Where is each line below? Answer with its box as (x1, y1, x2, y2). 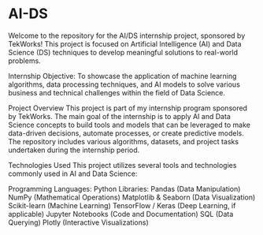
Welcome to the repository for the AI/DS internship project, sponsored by (8, 31, 246, 40)
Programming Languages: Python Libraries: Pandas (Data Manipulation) (8, 184, 241, 193)
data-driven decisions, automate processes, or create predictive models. (8, 128, 244, 138)
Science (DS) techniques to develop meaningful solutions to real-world (8, 47, 239, 57)
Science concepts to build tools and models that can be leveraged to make (8, 120, 250, 129)
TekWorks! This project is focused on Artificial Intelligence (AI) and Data (8, 39, 242, 48)
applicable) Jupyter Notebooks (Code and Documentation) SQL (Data (8, 209, 234, 218)
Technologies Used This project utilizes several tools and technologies (8, 160, 237, 170)
